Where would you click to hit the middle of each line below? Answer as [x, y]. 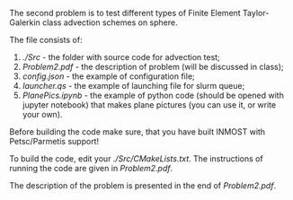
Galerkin [25, 22]
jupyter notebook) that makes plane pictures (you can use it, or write [149, 105]
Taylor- [256, 13]
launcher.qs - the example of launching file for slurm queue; [133, 86]
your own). [42, 114]
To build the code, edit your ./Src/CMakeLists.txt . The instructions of [136, 159]
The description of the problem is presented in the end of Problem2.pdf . [143, 186]
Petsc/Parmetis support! [54, 141]
